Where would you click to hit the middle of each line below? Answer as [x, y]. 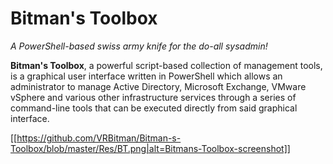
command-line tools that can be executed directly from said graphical [154, 108]
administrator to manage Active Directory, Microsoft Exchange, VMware [158, 86]
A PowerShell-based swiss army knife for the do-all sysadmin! [139, 46]
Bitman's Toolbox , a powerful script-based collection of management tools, [166, 65]
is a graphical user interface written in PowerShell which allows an [146, 76]
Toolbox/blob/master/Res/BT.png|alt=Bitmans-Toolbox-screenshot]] [150, 148]
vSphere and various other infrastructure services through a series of [153, 97]
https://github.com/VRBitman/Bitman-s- [99, 138]
